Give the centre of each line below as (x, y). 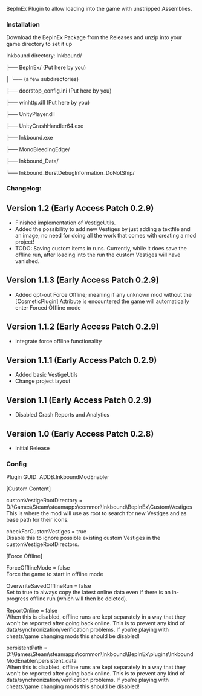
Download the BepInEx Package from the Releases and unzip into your (94, 37)
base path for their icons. (37, 520)
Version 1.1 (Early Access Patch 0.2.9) (79, 400)
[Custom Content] (29, 489)
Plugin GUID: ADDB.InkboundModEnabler (58, 477)
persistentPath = (27, 648)
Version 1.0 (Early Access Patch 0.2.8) (80, 434)
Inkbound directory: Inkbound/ (44, 56)
